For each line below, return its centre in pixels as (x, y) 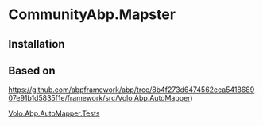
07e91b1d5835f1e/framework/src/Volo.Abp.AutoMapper (99, 98)
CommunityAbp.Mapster (92, 15)
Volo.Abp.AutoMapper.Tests (54, 113)
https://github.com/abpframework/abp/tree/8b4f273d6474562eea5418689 (131, 90)
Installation (37, 44)
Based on (32, 70)
